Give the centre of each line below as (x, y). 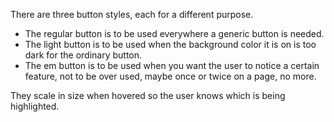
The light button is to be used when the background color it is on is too (170, 44)
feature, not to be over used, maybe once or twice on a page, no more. (170, 76)
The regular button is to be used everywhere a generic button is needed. (174, 33)
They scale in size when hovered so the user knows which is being (148, 95)
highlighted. (35, 106)
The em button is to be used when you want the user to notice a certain (172, 65)
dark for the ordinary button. (83, 55)
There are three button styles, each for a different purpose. (132, 14)
